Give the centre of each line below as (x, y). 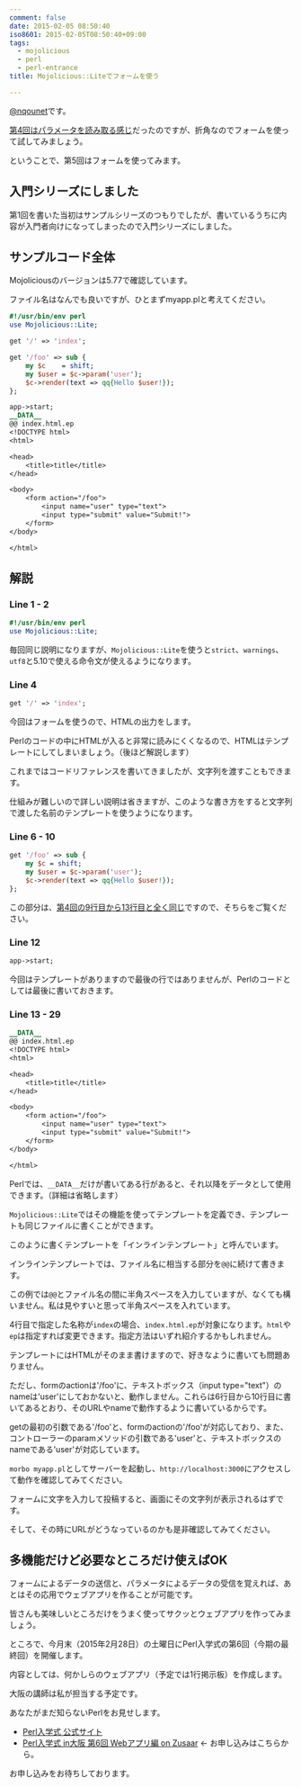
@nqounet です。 (40, 111)
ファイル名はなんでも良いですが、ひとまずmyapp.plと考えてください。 (140, 300)
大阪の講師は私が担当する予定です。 (76, 1693)
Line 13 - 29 (35, 1014)
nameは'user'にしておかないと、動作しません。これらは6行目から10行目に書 (150, 1396)
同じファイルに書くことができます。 (92, 1226)
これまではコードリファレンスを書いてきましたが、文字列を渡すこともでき (147, 771)
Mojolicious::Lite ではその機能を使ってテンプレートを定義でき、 (129, 1214)
